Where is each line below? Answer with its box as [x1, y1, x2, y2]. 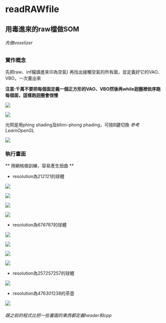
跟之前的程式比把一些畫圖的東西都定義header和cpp [5, 312, 112, 318]
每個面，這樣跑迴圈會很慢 [5, 92, 58, 99]
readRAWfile [5, 4, 59, 15]
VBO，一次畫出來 [5, 75, 41, 82]
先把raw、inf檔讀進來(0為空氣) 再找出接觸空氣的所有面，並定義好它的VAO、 [5, 69, 162, 75]
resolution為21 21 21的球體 [12, 174, 64, 180]
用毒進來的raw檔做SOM [5, 25, 79, 33]
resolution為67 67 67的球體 [12, 222, 67, 228]
